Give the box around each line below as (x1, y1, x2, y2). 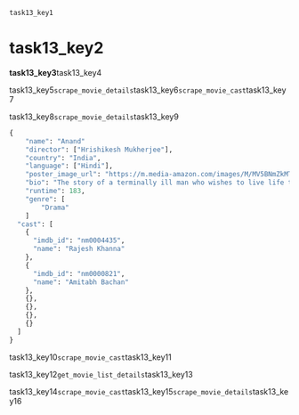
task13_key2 (9, 38, 104, 58)
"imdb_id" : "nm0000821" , (32, 269, 125, 278)
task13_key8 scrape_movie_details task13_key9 (9, 111, 180, 122)
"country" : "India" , (25, 153, 101, 162)
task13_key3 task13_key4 (9, 67, 102, 77)
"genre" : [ (25, 194, 66, 204)
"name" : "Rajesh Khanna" (32, 245, 125, 254)
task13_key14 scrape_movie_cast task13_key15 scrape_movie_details (9, 386, 254, 396)
